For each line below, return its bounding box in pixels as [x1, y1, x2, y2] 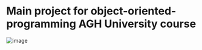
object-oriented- [90, 4, 177, 18]
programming [6, 17, 77, 31]
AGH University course [78, 17, 197, 31]
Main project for [6, 4, 89, 18]
